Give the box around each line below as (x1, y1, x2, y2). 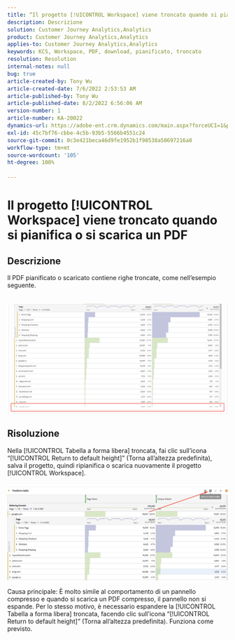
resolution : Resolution (7, 56, 77, 63)
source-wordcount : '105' (7, 151, 80, 159)
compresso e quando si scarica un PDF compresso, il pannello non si (7, 594, 206, 603)
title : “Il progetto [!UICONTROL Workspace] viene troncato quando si (7, 11, 218, 18)
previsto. (7, 624, 33, 633)
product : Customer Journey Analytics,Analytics (7, 34, 149, 41)
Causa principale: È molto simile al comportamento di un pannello (7, 587, 197, 595)
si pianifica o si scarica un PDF (7, 228, 188, 243)
